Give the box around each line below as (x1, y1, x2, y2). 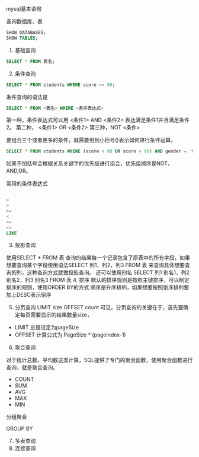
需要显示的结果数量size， (30, 311, 93, 319)
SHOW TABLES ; (6, 35, 38, 41)
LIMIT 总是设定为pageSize (14, 324, 79, 331)
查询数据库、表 (6, 18, 43, 25)
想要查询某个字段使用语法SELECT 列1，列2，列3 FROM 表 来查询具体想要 (6, 262, 185, 269)
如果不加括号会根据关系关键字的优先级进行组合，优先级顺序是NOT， (6, 160, 173, 167)
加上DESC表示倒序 (6, 291, 52, 299)
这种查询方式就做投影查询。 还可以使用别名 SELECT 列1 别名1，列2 (26, 269, 190, 276)
